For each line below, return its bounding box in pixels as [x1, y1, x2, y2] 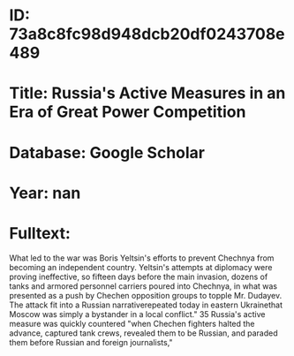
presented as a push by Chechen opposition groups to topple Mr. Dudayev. [9, 290, 283, 300]
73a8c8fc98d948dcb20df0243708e [9, 24, 285, 44]
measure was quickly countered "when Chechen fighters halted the [9, 318, 255, 329]
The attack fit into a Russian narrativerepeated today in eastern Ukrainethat [9, 299, 283, 310]
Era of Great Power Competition [9, 102, 246, 122]
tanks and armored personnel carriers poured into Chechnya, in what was [9, 280, 278, 292]
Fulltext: [9, 223, 71, 243]
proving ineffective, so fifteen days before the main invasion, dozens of [9, 271, 268, 282]
